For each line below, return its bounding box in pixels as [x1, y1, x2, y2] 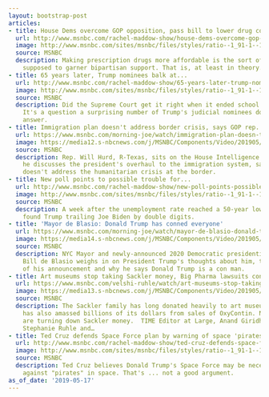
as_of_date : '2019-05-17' [8, 376, 94, 384]
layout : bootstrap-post [8, 11, 88, 20]
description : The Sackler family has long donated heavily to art [15, 302, 242, 310]
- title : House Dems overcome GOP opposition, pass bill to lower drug [8, 26, 252, 34]
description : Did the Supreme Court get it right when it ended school [15, 101, 260, 109]
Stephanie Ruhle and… [22, 324, 94, 332]
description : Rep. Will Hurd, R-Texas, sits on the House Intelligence [15, 153, 260, 161]
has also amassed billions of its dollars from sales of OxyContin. [22, 309, 256, 317]
